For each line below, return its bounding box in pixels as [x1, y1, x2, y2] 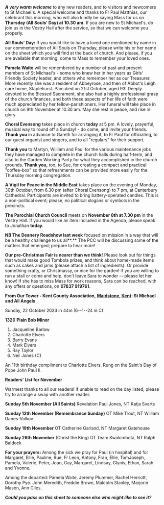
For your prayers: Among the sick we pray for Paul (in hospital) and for [5, 450, 148, 455]
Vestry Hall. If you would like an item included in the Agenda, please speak [5, 218, 156, 223]
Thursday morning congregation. [5, 173, 72, 178]
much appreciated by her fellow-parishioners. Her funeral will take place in [5, 101, 156, 107]
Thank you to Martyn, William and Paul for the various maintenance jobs [5, 147, 151, 152]
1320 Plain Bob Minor [5, 317, 49, 323]
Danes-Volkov [5, 416, 33, 421]
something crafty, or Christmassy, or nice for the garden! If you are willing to [5, 268, 159, 274]
